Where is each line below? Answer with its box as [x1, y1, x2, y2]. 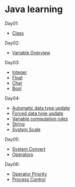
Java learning [5, 4, 63, 15]
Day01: [5, 20, 19, 26]
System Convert [12, 146, 46, 152]
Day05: [5, 136, 20, 142]
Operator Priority [12, 171, 47, 177]
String [12, 121, 25, 127]
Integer [12, 69, 27, 75]
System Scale [12, 126, 41, 132]
